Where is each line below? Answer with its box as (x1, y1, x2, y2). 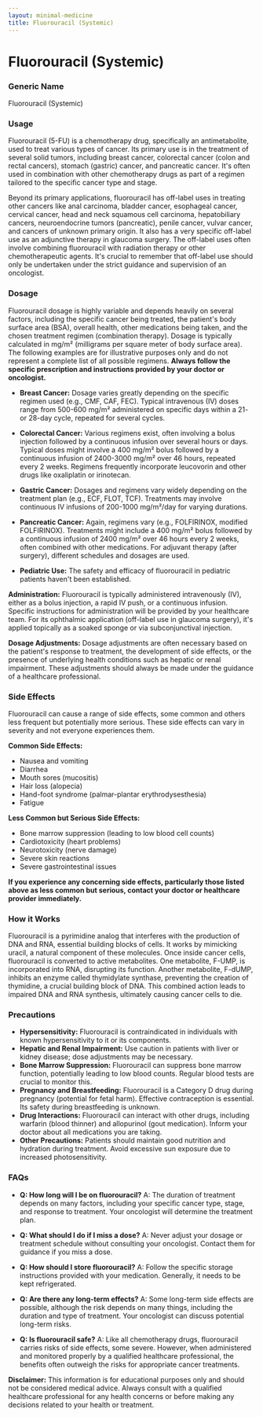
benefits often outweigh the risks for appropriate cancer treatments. (19, 1360, 240, 1369)
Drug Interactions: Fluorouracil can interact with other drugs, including (19, 1110, 250, 1121)
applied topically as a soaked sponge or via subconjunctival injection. (8, 623, 233, 632)
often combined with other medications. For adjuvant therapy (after (19, 542, 237, 551)
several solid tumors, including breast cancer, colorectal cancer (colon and (8, 153, 250, 162)
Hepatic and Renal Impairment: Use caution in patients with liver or (19, 1043, 239, 1054)
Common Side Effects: (8, 741, 83, 750)
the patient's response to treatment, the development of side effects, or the (8, 646, 252, 656)
